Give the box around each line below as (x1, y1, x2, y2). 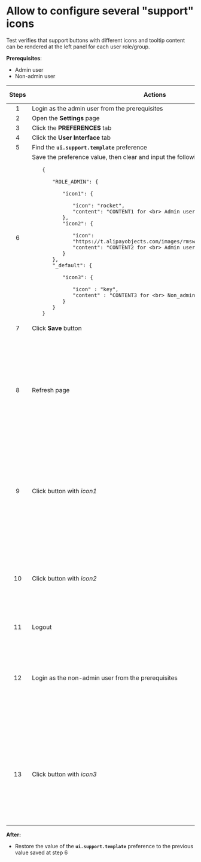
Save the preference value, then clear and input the (32, 152, 176, 161)
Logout (32, 623, 52, 631)
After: (6, 831, 22, 838)
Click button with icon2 (32, 574, 97, 582)
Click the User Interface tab (32, 133, 111, 142)
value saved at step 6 (14, 849, 68, 856)
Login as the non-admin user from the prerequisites (32, 674, 178, 682)
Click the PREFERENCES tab (32, 124, 112, 132)
